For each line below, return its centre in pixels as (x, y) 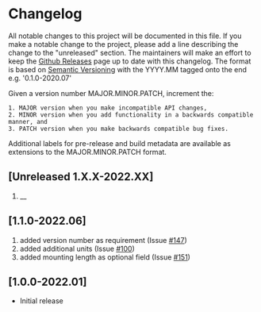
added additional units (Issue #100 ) (77, 248)
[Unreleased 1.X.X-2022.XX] (81, 177)
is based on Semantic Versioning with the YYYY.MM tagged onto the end (128, 69)
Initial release (41, 301)
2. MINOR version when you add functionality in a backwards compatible (131, 115)
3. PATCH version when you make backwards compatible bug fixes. (118, 129)
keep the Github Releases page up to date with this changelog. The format (130, 61)
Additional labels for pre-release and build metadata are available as (120, 143)
